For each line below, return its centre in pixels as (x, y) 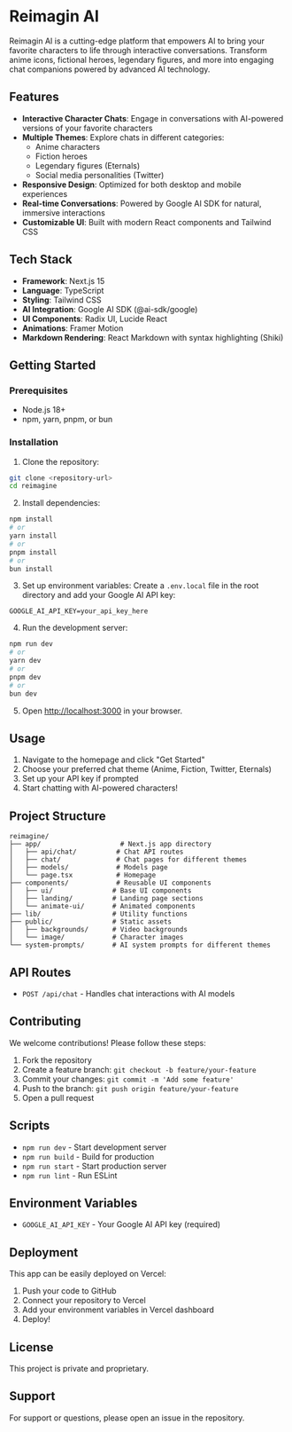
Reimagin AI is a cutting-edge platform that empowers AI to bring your (137, 41)
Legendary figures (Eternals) (88, 165)
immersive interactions (64, 212)
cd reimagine (33, 486)
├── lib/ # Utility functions (99, 914)
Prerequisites (38, 390)
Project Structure (58, 816)
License (31, 1347)
